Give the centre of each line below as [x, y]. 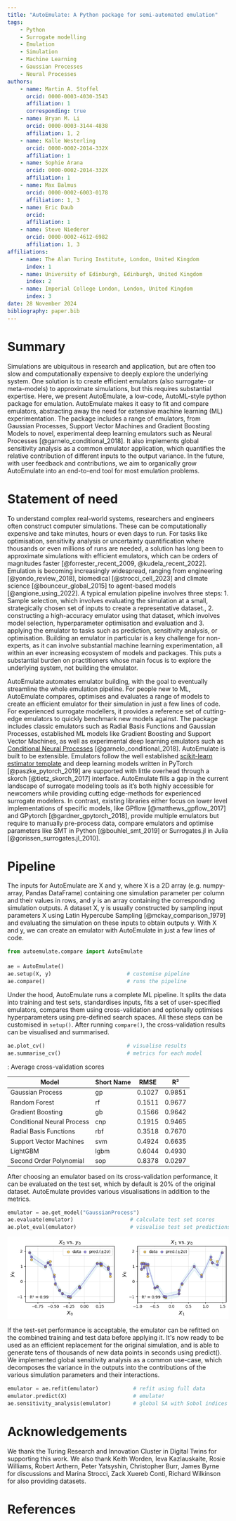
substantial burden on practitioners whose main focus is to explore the [109, 660]
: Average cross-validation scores [56, 1067]
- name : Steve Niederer [55, 230]
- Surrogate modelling [53, 37]
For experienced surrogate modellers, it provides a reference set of [105, 711]
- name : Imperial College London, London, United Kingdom [106, 289]
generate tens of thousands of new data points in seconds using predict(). [115, 1352]
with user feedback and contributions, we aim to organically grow [102, 463]
